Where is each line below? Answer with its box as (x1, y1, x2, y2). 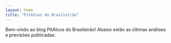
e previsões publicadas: (5, 32, 56, 38)
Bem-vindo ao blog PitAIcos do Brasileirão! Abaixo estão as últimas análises (5, 26, 166, 32)
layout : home (5, 7, 33, 13)
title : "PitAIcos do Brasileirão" (5, 12, 80, 17)
